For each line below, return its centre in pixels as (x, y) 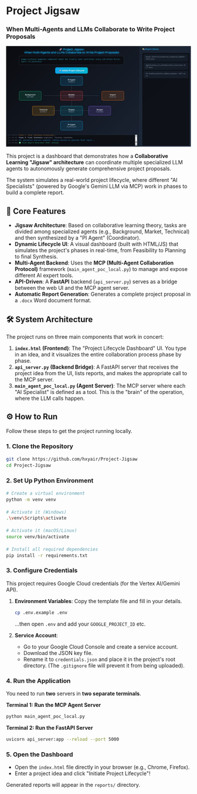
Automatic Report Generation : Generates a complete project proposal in (103, 294)
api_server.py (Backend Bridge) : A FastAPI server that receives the (96, 367)
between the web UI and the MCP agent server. (72, 287)
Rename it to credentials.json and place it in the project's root (99, 659)
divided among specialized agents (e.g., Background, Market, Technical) (102, 231)
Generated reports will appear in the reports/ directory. (73, 785)
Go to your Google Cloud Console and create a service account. (101, 647)
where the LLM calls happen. (50, 398)
